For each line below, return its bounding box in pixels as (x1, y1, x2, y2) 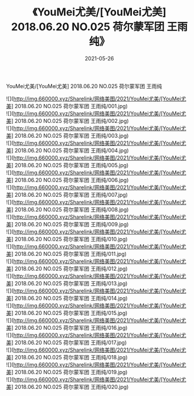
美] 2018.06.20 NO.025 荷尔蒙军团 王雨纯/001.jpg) (6, 102, 128, 109)
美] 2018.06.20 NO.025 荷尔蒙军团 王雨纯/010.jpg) (6, 235, 128, 242)
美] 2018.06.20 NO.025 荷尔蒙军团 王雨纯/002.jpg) (6, 117, 129, 124)
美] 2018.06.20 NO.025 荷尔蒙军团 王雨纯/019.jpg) (6, 368, 128, 375)
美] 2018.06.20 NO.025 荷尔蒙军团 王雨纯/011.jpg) (6, 250, 127, 257)
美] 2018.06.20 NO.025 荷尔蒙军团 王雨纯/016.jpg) (6, 324, 128, 331)
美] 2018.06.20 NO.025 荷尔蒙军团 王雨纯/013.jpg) (6, 280, 128, 287)
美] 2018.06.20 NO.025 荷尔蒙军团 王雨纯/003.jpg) (6, 132, 129, 139)
